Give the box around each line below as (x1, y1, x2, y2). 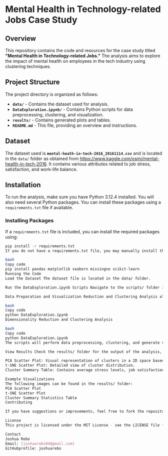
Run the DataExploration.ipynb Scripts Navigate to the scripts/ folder (5, 285, 160, 290)
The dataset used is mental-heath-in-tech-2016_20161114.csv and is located (5, 150, 162, 156)
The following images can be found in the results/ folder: (5, 381, 133, 386)
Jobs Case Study (5, 14, 77, 26)
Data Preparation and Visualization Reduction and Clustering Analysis (5, 294, 157, 299)
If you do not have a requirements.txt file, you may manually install (5, 248, 157, 253)
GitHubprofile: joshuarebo (5, 445, 61, 451)
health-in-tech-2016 (5, 161, 46, 167)
